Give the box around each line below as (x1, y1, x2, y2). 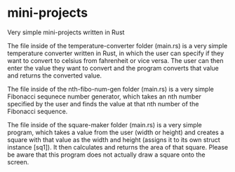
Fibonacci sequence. (7, 107, 68, 115)
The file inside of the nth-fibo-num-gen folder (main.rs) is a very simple (7, 85, 214, 93)
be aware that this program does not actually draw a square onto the (7, 150, 206, 159)
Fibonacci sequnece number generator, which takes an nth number (7, 92, 201, 101)
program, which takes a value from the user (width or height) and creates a (7, 128, 224, 136)
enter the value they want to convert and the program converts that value (7, 64, 220, 72)
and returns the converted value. (7, 71, 102, 80)
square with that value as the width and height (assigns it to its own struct (7, 135, 221, 144)
